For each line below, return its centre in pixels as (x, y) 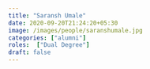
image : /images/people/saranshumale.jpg (76, 30)
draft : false (30, 52)
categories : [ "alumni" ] (47, 38)
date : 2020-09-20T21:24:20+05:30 (63, 23)
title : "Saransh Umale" (47, 15)
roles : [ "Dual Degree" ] (49, 45)
